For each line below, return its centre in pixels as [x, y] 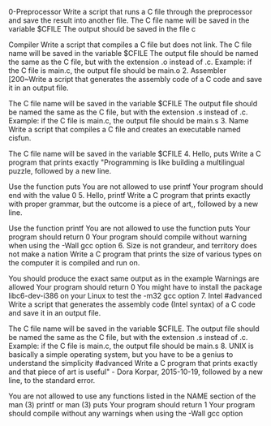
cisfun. [20, 138]
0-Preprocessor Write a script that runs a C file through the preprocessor [131, 12]
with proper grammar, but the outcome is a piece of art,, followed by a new [133, 204]
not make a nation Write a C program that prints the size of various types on [135, 254]
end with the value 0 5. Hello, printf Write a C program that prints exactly [129, 195]
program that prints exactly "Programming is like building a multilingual [127, 162]
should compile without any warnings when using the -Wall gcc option [126, 413]
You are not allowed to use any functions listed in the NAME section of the [132, 396]
